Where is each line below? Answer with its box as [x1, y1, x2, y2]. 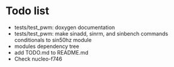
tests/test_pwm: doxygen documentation [14, 24, 115, 31]
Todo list [5, 4, 50, 18]
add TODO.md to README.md [14, 49, 88, 56]
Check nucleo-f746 [14, 55, 63, 62]
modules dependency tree [14, 43, 80, 50]
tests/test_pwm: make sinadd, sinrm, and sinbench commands [14, 30, 169, 37]
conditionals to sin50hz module [14, 36, 92, 43]
